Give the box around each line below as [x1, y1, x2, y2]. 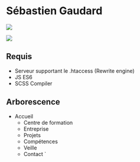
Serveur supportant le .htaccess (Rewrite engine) [14, 67, 135, 74]
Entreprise [23, 125, 49, 132]
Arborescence [6, 97, 60, 107]
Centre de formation [23, 119, 73, 126]
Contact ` [23, 150, 47, 157]
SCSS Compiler [14, 80, 53, 87]
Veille [23, 144, 37, 151]
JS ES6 [14, 73, 32, 80]
